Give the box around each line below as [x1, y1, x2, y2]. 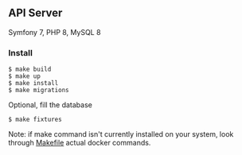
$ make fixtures [8, 115, 62, 124]
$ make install [8, 79, 59, 87]
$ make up [8, 72, 41, 80]
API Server [8, 6, 63, 20]
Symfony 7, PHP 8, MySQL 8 [8, 27, 101, 37]
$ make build [8, 65, 52, 74]
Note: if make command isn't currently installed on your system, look [8, 130, 234, 139]
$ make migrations [8, 87, 69, 95]
